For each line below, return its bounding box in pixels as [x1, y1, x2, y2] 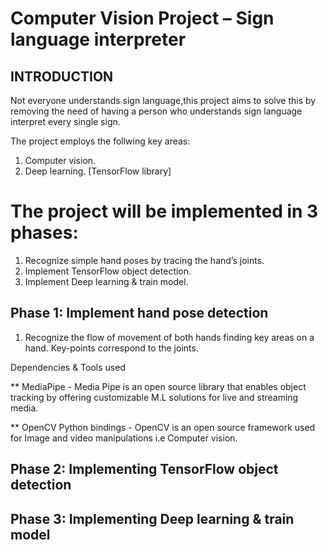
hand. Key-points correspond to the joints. [24, 342, 199, 354]
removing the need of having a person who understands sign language [10, 105, 303, 117]
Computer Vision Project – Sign [10, 7, 275, 30]
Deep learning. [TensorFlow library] [24, 165, 172, 177]
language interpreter [10, 28, 187, 51]
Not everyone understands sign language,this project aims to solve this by [10, 95, 317, 106]
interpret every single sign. [10, 116, 121, 127]
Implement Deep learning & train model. [24, 275, 189, 287]
